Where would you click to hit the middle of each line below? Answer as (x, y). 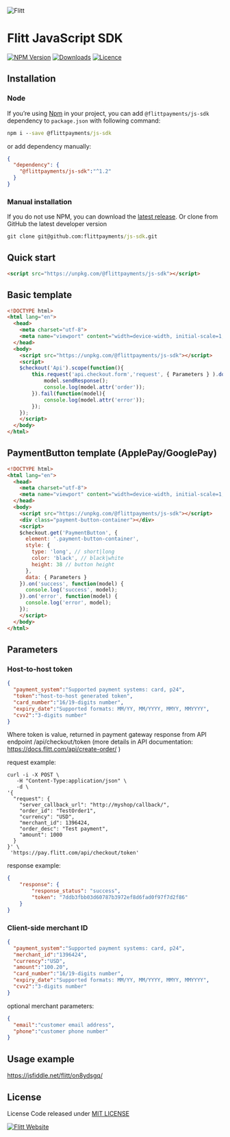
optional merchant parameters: (51, 1006)
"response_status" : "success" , (76, 891)
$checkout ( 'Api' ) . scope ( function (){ (72, 368)
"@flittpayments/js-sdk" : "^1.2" (65, 171)
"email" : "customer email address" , (64, 1025)
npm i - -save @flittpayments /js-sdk (59, 133)
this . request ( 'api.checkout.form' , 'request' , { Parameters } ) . (125, 375)
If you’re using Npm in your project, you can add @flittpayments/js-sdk (108, 113)
